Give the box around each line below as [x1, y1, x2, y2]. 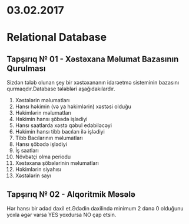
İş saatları [15, 147, 39, 154]
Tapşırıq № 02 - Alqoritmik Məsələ [6, 189, 136, 199]
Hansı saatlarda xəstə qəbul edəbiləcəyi [15, 122, 112, 129]
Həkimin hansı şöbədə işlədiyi [15, 116, 88, 123]
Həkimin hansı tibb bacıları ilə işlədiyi [15, 128, 105, 135]
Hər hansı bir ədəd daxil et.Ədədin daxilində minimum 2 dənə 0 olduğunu [6, 205, 184, 212]
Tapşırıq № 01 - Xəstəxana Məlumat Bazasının [6, 54, 179, 64]
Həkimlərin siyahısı [15, 166, 61, 173]
